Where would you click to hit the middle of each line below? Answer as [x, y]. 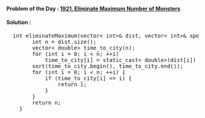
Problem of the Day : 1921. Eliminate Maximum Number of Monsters [94, 9]
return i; [72, 84]
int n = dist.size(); [64, 42]
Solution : [19, 23]
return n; [47, 102]
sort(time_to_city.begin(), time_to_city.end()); [108, 66]
